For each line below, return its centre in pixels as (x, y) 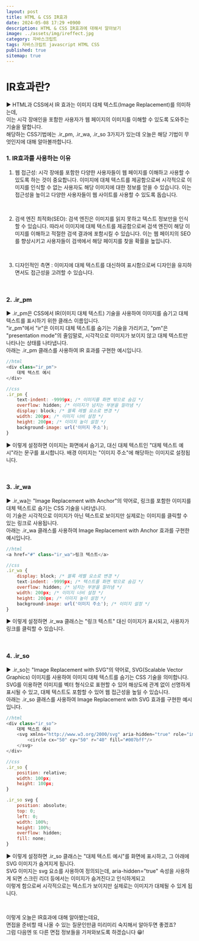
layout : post (22, 12)
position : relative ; (42, 773)
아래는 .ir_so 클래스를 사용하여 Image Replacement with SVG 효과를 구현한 (94, 699)
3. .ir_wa (19, 487)
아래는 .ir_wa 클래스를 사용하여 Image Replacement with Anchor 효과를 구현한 (98, 530)
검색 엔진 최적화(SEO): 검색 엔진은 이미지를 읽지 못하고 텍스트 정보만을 (96, 218)
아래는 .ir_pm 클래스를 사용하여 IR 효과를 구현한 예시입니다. (75, 350)
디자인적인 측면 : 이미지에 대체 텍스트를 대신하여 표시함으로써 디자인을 (95, 265)
